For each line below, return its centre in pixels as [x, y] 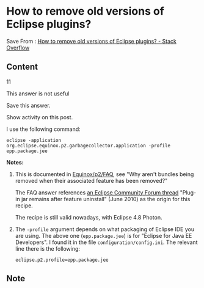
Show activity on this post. [40, 117]
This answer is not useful [38, 94]
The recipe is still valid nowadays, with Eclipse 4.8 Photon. [89, 217]
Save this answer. [28, 105]
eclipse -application [34, 140]
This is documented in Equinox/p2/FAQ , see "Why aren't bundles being [104, 174]
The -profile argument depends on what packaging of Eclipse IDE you [104, 229]
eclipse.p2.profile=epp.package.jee [62, 260]
